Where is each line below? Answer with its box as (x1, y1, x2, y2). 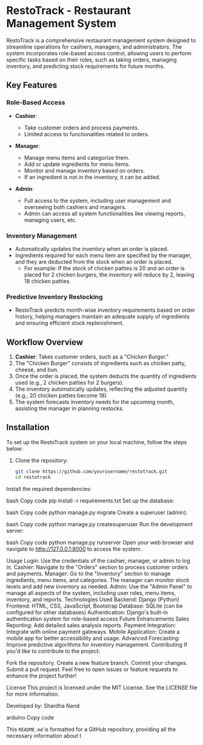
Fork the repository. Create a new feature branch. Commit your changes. (6, 659, 188, 666)
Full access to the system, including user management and (24, 197, 171, 204)
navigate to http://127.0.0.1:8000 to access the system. (6, 545, 142, 552)
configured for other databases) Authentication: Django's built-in (6, 608, 168, 616)
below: (6, 445, 23, 452)
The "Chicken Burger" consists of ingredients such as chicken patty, (15, 360, 186, 367)
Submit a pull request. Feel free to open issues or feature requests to (6, 665, 178, 673)
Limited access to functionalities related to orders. (24, 130, 150, 137)
